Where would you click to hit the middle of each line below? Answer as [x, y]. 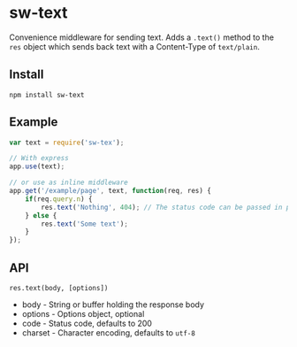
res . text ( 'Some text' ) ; [84, 224]
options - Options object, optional [83, 314]
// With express [39, 158]
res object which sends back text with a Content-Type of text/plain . [135, 46]
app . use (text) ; [37, 166]
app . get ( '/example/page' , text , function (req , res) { [110, 191]
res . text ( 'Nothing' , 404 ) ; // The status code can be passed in [162, 207]
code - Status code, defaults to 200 [87, 323]
